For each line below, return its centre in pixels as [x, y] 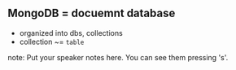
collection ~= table [52, 42]
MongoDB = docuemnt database [92, 13]
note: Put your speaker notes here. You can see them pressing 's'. [118, 57]
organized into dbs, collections [71, 33]
